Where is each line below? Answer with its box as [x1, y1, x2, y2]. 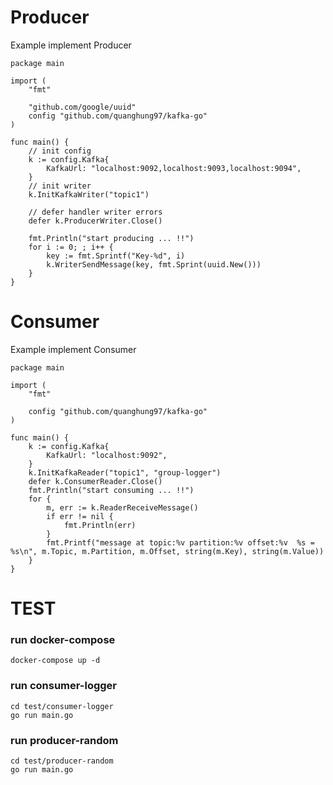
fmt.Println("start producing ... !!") [28, 233, 195, 243]
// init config [28, 146, 92, 156]
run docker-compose [10, 632, 116, 646]
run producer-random [10, 733, 119, 747]
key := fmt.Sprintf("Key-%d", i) [46, 251, 186, 261]
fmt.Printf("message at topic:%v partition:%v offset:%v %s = [46, 537, 315, 548]
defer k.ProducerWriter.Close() [28, 216, 163, 226]
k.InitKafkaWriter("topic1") [28, 189, 150, 200]
